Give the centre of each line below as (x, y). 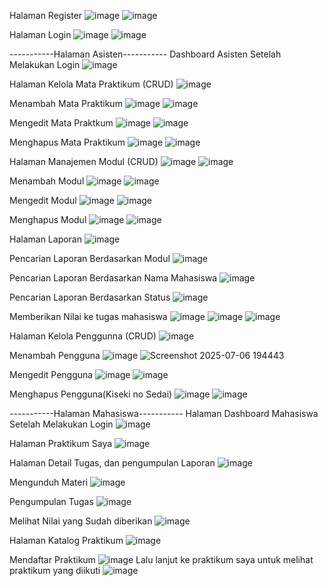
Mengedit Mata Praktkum (61, 123)
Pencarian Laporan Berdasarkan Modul (90, 258)
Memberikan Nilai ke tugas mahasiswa (88, 316)
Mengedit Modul (43, 200)
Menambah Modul (47, 181)
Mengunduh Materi (49, 482)
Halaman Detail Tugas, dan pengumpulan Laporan (112, 463)
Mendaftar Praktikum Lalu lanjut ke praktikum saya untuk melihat (161, 559)
